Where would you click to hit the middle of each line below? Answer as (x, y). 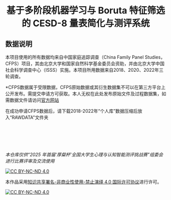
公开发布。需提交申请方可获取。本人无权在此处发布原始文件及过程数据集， (83, 94)
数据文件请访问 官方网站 (34, 100)
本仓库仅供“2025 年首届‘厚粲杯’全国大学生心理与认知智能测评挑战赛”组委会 (84, 155)
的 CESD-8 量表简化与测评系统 (86, 23)
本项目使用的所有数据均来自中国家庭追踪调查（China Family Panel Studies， (85, 57)
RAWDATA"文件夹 (30, 117)
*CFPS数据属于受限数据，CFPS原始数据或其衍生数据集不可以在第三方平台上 (86, 87)
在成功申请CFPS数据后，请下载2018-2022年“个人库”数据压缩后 (71, 111)
